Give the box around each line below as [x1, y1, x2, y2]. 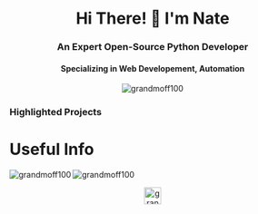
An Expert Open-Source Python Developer [56, 41, 249, 53]
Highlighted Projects [9, 106, 103, 119]
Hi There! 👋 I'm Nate [75, 8, 230, 29]
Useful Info [9, 140, 94, 160]
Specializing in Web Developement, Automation [60, 63, 245, 73]
